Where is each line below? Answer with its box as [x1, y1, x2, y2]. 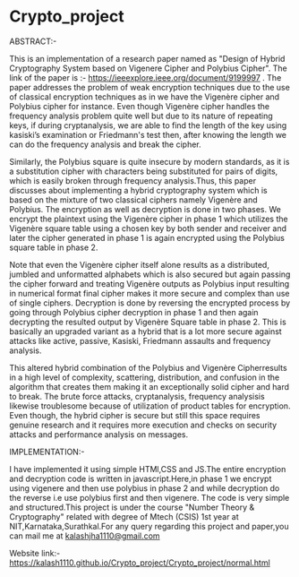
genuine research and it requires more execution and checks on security [9, 419, 278, 430]
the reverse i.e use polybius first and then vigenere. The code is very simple [9, 492, 290, 503]
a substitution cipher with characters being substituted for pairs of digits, [9, 166, 278, 177]
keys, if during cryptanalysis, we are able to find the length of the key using [9, 119, 287, 131]
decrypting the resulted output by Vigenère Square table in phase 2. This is [9, 316, 286, 327]
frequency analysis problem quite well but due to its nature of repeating [9, 110, 273, 121]
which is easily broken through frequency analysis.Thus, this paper [9, 175, 257, 185]
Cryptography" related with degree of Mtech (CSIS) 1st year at [9, 511, 239, 521]
